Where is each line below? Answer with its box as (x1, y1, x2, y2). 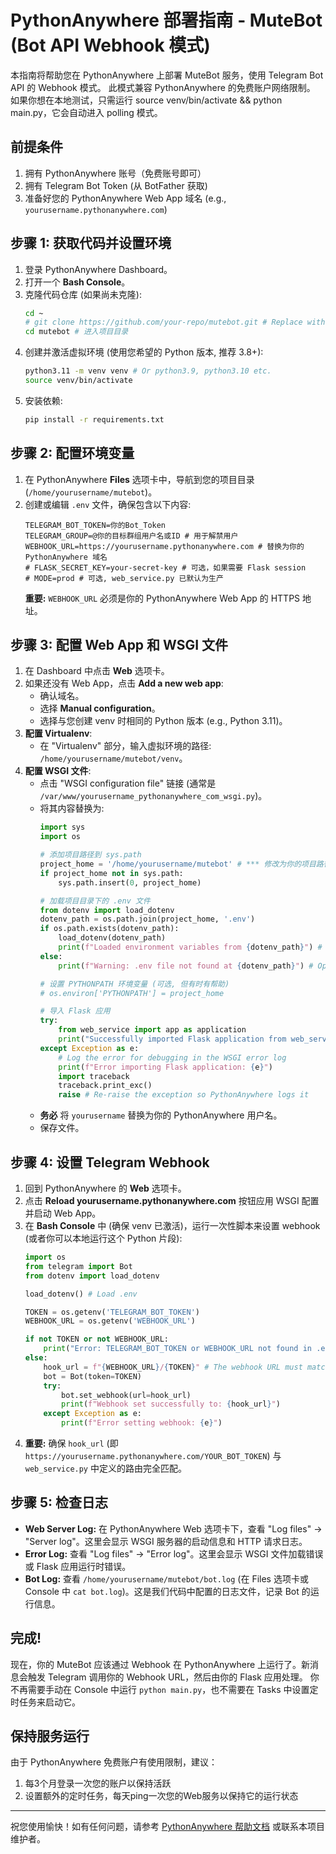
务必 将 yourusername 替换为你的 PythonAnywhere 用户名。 (39, 1109, 283, 1121)
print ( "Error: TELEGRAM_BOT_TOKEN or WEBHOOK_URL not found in (43, 1344, 312, 1354)
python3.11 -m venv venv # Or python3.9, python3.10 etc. (24, 366, 272, 376)
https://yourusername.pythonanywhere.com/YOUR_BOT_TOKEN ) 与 (24, 1450, 282, 1461)
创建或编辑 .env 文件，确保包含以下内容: (24, 498, 192, 510)
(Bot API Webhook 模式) (10, 34, 211, 57)
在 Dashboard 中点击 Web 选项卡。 (24, 665, 170, 677)
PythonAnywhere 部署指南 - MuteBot (10, 9, 323, 32)
